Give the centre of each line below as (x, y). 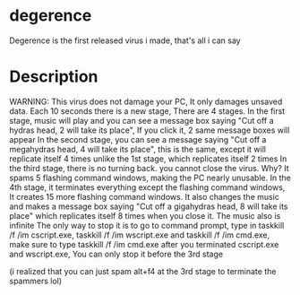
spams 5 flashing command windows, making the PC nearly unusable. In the (150, 178)
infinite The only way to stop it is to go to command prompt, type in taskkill (147, 225)
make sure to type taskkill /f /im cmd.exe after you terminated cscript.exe (144, 244)
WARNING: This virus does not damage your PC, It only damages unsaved (146, 101)
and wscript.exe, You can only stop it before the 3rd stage (116, 254)
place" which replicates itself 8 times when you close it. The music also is (145, 215)
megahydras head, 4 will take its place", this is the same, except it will (138, 149)
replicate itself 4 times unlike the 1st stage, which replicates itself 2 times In (148, 159)
